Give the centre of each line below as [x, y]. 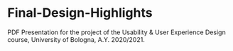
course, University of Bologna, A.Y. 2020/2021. [76, 39]
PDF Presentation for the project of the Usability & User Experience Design [116, 32]
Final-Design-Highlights [80, 13]
